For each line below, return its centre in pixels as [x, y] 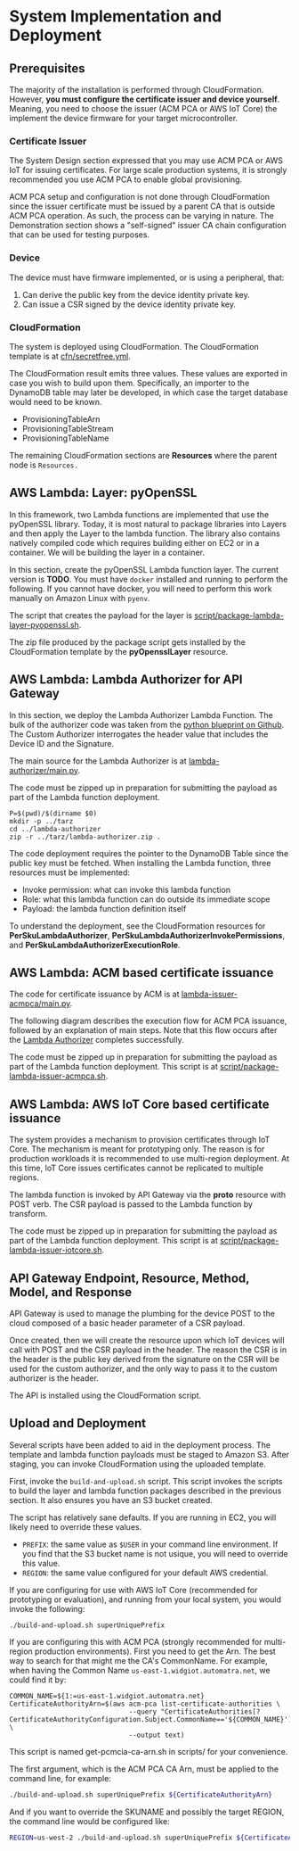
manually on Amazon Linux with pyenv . [80, 598]
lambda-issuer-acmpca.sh [58, 1076]
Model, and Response [70, 1292]
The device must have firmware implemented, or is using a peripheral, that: [147, 277]
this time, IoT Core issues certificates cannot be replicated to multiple [137, 1168]
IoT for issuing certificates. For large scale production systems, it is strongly [148, 170]
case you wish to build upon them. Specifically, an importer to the [129, 383]
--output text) [157, 1735]
